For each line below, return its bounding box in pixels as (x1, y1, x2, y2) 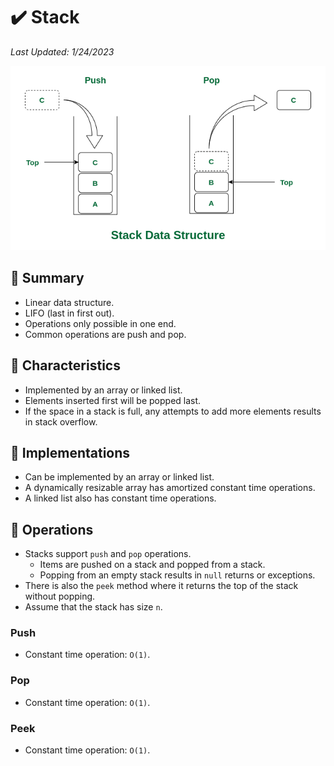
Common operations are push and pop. (24, 328, 187, 340)
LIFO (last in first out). (24, 307, 115, 319)
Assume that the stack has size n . (24, 601, 163, 613)
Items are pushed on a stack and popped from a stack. (39, 559, 266, 571)
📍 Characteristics (10, 357, 121, 374)
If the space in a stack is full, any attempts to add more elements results (24, 405, 322, 417)
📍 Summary (10, 270, 85, 287)
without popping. (24, 590, 96, 603)
